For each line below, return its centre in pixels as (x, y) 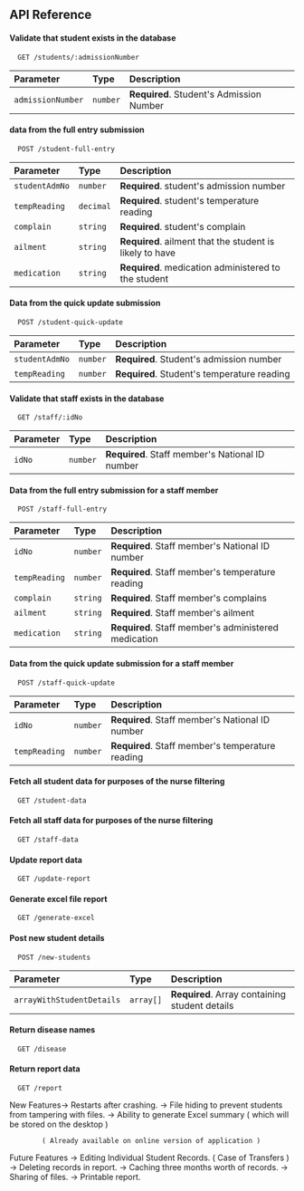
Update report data (46, 860)
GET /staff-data (48, 840)
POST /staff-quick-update (66, 683)
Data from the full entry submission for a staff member (114, 490)
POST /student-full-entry (66, 149)
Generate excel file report (58, 898)
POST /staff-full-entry (62, 509)
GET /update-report (54, 879)
